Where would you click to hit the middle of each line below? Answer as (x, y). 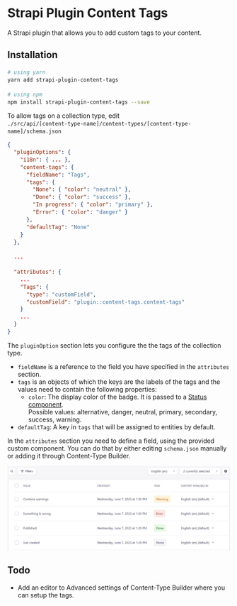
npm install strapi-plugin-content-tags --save (79, 102)
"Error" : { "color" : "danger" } (81, 212)
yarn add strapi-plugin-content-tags (63, 79)
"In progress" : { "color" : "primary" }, (93, 205)
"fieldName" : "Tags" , (58, 175)
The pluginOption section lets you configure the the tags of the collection (114, 345)
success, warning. (55, 419)
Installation (33, 55)
